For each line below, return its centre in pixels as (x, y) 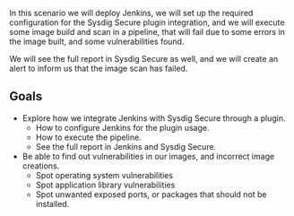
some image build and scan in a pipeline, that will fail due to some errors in (147, 32)
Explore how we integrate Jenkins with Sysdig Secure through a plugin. (154, 118)
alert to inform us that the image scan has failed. (99, 68)
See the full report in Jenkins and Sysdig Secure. (126, 146)
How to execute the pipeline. (88, 137)
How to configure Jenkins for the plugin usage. (122, 127)
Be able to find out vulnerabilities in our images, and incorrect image (148, 156)
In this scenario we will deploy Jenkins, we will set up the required (131, 13)
